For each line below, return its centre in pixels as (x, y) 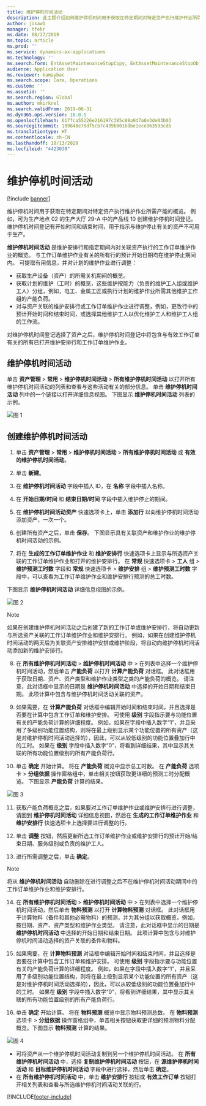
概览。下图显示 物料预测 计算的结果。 (63, 1028)
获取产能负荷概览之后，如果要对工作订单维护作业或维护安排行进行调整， (107, 807)
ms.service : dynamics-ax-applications (56, 52)
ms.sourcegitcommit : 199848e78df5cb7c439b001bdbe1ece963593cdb (89, 126)
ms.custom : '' (25, 86)
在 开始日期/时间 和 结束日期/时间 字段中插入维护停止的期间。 (93, 499)
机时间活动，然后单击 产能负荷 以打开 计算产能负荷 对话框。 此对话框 (103, 671)
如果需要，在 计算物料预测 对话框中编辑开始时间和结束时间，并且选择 (103, 953)
